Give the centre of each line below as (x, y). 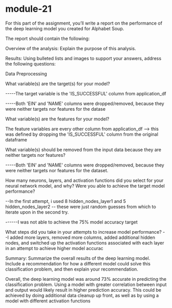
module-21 (29, 9)
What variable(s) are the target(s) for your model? (58, 84)
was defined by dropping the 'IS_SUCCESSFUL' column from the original (82, 134)
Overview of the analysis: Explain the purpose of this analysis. (71, 48)
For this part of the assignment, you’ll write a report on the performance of (84, 23)
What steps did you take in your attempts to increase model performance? (84, 232)
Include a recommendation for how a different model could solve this (78, 263)
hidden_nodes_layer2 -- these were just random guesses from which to (81, 207)
